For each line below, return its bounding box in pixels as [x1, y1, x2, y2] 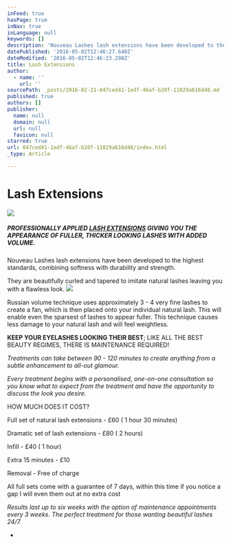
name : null [13, 112, 45, 119]
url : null [13, 125, 41, 132]
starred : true [7, 138, 48, 145]
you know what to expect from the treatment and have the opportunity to [7, 382, 214, 390]
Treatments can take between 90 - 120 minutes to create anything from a [7, 354, 216, 362]
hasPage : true [7, 16, 48, 23]
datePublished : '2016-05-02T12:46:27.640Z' [7, 49, 134, 56]
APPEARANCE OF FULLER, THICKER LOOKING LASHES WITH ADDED [7, 231, 208, 240]
